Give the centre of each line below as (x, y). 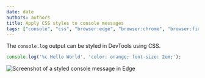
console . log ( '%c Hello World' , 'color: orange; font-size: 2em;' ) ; (94, 57)
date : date (20, 12)
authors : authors (28, 18)
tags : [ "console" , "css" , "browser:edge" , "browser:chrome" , (86, 29)
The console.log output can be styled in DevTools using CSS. (84, 46)
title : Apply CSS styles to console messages (65, 23)
